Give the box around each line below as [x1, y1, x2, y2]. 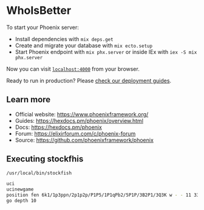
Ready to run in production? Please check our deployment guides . [6, 77, 172, 84]
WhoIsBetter [6, 4, 72, 18]
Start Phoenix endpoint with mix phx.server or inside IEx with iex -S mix [15, 48, 197, 55]
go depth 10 [6, 198, 36, 204]
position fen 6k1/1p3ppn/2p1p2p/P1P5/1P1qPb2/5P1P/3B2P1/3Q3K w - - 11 [6, 192, 191, 199]
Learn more [6, 94, 51, 105]
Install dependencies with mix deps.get [15, 35, 114, 42]
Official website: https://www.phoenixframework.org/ [15, 110, 149, 118]
